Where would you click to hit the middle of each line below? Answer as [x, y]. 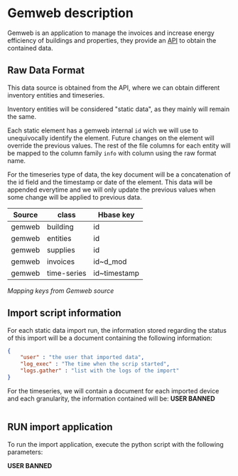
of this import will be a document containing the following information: [110, 338]
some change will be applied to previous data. [75, 197]
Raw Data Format [46, 70]
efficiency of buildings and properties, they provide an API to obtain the [112, 40]
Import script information [65, 313]
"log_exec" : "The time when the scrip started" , [95, 364]
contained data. [30, 48]
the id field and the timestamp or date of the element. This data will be [110, 182]
